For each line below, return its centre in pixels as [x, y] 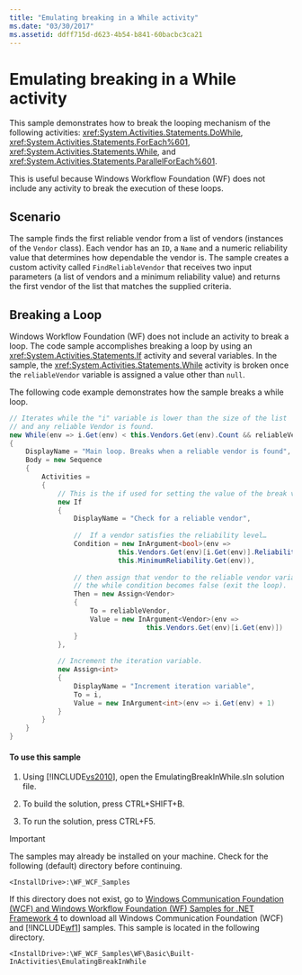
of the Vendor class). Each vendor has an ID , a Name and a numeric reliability [148, 248]
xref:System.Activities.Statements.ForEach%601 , [100, 142]
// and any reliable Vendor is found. [82, 426]
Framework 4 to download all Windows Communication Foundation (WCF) [147, 918]
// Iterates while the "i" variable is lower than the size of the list [148, 418]
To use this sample [45, 757]
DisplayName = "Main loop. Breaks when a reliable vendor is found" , [159, 451]
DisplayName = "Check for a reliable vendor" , [162, 519]
